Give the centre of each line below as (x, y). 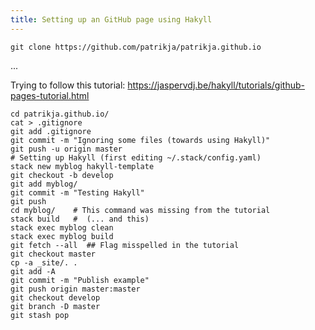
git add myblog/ (44, 184)
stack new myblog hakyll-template (82, 166)
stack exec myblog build (62, 236)
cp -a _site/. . (44, 262)
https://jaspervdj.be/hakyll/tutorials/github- (216, 85)
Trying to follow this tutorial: (68, 85)
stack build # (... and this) (80, 219)
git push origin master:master (75, 289)
